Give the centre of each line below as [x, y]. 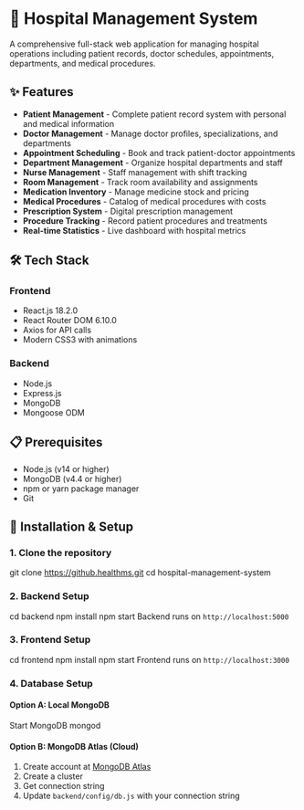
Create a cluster [53, 776]
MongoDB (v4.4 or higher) [72, 479]
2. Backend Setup [49, 596]
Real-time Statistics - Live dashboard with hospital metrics [134, 230]
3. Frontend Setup [50, 640]
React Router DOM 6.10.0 [69, 321]
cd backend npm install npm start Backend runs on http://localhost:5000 [149, 616]
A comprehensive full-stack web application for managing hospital [134, 44]
